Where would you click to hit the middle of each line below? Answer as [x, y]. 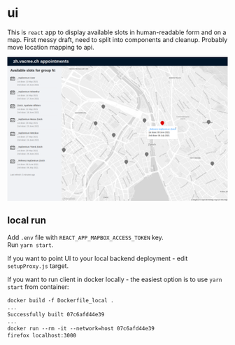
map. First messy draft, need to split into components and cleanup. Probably [117, 39]
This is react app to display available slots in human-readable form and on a [117, 32]
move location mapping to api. [51, 47]
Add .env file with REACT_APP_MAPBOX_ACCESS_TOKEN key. [86, 237]
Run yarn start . [30, 245]
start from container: [38, 287]
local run [27, 221]
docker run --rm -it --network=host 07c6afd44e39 [81, 328]
